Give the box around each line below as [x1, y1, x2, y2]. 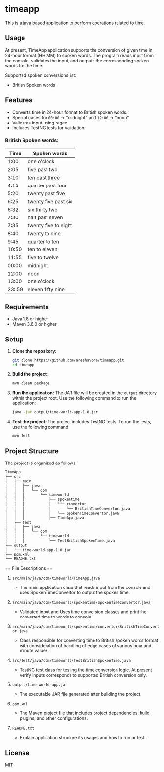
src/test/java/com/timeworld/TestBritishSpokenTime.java [12, 658, 131, 663]
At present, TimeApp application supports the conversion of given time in [5, 47, 153, 53]
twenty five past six [27, 198, 73, 205]
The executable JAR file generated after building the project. [19, 691, 141, 697]
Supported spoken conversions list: [5, 72, 77, 78]
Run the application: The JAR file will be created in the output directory [12, 390, 157, 396]
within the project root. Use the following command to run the [12, 395, 137, 401]
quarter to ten [27, 238, 60, 245]
